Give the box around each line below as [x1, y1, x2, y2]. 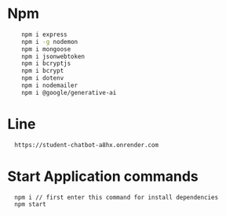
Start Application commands [7, 167, 199, 185]
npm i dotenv [21, 74, 64, 82]
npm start [14, 200, 46, 208]
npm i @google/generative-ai [21, 88, 117, 96]
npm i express [21, 31, 67, 38]
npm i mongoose [21, 45, 71, 53]
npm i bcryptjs [21, 59, 71, 67]
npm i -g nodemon [21, 38, 78, 45]
